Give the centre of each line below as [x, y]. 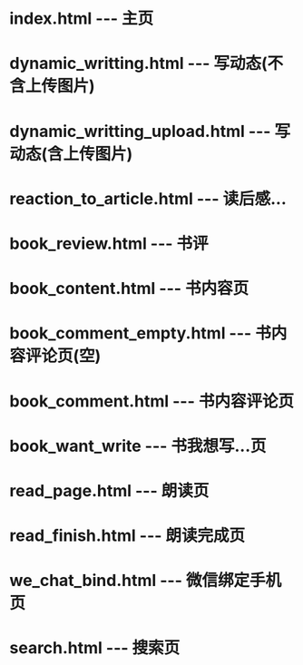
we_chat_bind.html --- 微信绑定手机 [146, 581]
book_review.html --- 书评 [109, 244]
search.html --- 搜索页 [95, 648]
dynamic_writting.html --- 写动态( [138, 64]
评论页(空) [64, 356]
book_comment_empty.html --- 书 [141, 333]
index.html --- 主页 [82, 19]
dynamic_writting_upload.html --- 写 [150, 131]
